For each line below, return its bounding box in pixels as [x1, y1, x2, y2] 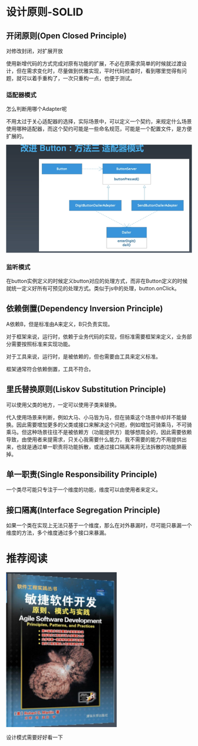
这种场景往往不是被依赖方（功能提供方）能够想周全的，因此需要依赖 [26, 428, 192, 435]
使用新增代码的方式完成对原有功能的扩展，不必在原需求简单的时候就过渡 [6, 60, 181, 67]
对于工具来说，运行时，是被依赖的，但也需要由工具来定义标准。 [6, 353, 161, 360]
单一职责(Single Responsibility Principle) [6, 469, 157, 479]
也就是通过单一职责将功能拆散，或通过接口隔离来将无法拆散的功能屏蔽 [16, 443, 187, 450]
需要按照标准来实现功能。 [11, 340, 74, 347]
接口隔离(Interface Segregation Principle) [6, 505, 161, 515]
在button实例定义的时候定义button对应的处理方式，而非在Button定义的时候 [6, 277, 188, 284]
